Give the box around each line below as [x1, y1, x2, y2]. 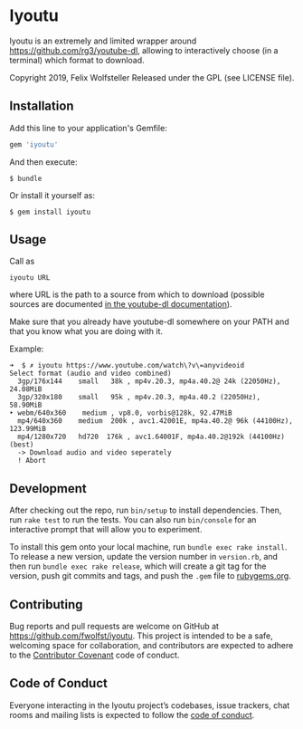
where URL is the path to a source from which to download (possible [9, 289, 265, 300]
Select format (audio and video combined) [9, 369, 172, 379]
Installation [9, 99, 74, 114]
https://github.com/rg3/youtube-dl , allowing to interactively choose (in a [9, 44, 279, 55]
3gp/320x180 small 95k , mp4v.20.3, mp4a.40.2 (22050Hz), [17, 393, 260, 402]
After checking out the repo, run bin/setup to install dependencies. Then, [9, 504, 282, 516]
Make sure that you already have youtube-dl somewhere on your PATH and [9, 316, 289, 327]
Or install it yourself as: [9, 189, 95, 200]
